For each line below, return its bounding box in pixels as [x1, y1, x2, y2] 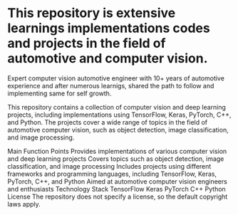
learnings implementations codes [7, 20, 210, 36]
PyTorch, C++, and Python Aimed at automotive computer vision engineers [7, 177, 228, 186]
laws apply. [7, 199, 41, 208]
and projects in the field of [7, 36, 166, 51]
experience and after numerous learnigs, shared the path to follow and [7, 81, 214, 90]
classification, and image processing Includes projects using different [7, 162, 212, 170]
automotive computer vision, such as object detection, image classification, [7, 125, 229, 134]
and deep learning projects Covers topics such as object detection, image [7, 154, 224, 163]
